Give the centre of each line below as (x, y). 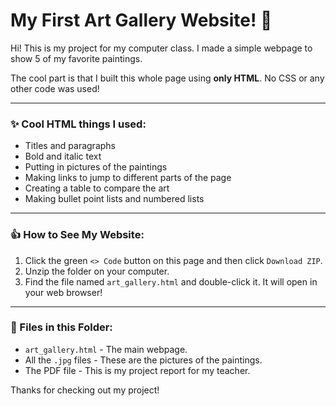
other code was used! (55, 88)
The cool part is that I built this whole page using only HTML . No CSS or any (167, 78)
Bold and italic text (63, 156)
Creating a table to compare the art (97, 188)
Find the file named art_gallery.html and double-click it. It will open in (171, 281)
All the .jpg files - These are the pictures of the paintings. (143, 360)
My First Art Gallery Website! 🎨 (141, 20)
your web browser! (63, 292)
